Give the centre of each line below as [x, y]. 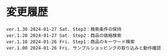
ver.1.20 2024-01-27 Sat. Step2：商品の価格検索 [64, 35]
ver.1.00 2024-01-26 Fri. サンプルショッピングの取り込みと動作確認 [84, 48]
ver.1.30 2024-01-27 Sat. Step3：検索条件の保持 [64, 29]
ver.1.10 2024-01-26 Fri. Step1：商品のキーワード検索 [70, 42]
